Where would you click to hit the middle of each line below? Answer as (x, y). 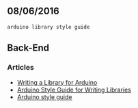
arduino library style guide (49, 27)
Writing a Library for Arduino (57, 82)
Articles (20, 68)
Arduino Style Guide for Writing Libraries (74, 90)
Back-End (28, 48)
